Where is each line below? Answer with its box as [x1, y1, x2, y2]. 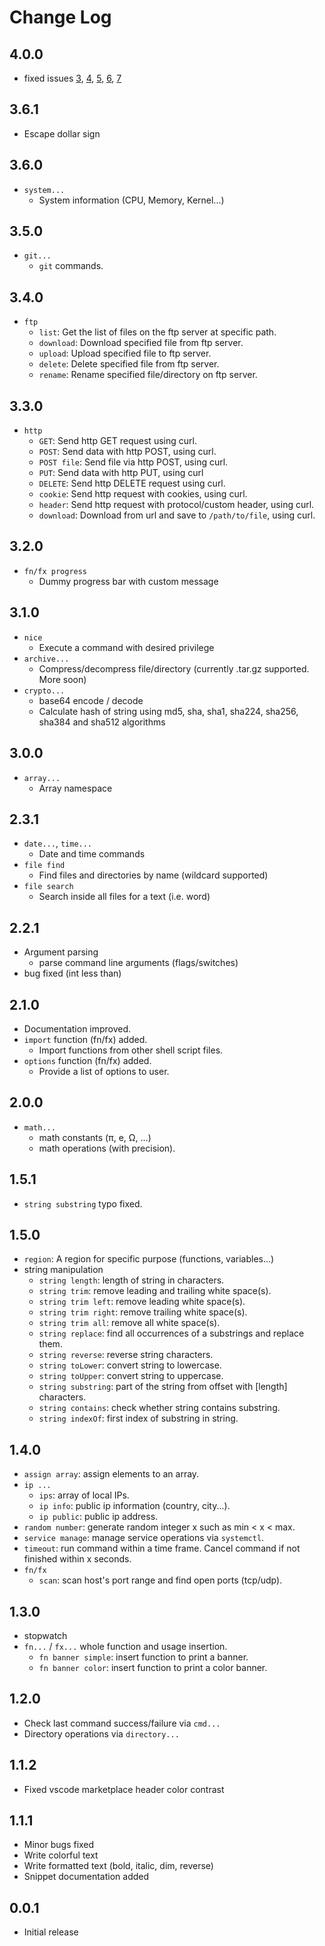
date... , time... [23, 837, 93, 850]
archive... [23, 654, 70, 664]
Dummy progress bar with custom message [38, 575, 219, 587]
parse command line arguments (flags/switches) [38, 957, 239, 969]
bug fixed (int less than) [23, 967, 122, 980]
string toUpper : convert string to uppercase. [38, 1370, 224, 1382]
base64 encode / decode [38, 694, 144, 706]
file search [23, 882, 74, 892]
